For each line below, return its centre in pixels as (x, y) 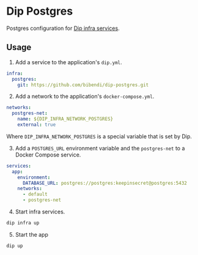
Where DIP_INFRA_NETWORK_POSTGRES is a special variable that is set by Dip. (99, 136)
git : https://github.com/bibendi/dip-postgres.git (83, 85)
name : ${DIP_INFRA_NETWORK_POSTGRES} (65, 119)
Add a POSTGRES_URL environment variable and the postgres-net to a (100, 148)
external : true (37, 125)
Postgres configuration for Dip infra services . (63, 28)
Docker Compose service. (48, 155)
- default (35, 194)
